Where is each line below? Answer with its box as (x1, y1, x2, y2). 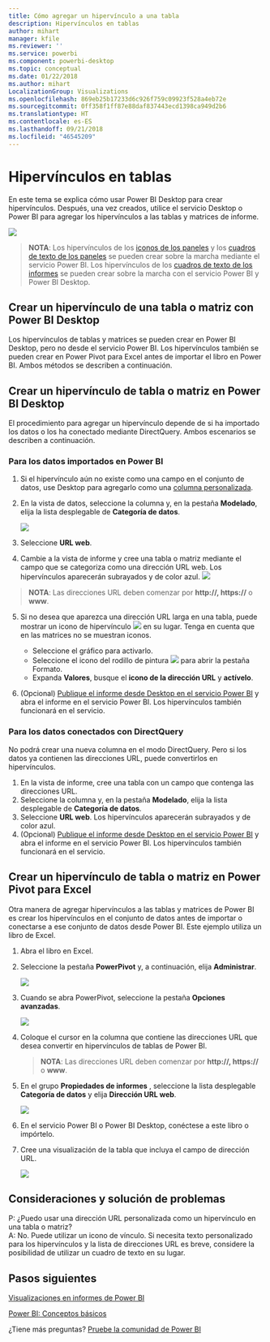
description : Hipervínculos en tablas (8, 19, 139, 28)
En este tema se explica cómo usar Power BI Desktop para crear (8, 194, 223, 204)
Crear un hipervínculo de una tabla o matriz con (8, 300, 254, 314)
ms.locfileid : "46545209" (8, 132, 96, 140)
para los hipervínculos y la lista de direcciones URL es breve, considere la (8, 1239, 255, 1250)
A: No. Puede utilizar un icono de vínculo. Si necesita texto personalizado (8, 1231, 253, 1241)
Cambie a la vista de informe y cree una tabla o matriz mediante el (19, 553, 242, 564)
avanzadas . (19, 1001, 61, 1011)
